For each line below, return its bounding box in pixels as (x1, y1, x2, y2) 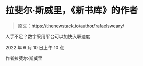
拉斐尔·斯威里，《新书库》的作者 (5, 5, 138, 16)
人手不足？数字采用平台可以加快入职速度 (5, 33, 90, 39)
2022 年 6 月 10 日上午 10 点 (5, 44, 64, 50)
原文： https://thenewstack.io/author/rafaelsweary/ (17, 23, 124, 29)
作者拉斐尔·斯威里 (5, 55, 43, 61)
